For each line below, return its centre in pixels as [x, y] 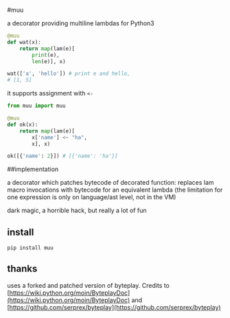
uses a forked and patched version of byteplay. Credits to [88, 285]
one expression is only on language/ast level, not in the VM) [92, 197]
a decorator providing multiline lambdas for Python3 [81, 23]
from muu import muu [37, 106]
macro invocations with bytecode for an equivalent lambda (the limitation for [115, 190]
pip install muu [30, 248]
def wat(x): [24, 42]
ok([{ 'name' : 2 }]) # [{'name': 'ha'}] [62, 156]
